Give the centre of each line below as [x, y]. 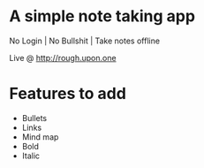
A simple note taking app [102, 16]
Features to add [68, 94]
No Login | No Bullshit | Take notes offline [85, 41]
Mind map [40, 137]
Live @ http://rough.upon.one [63, 57]
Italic [31, 156]
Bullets [34, 118]
